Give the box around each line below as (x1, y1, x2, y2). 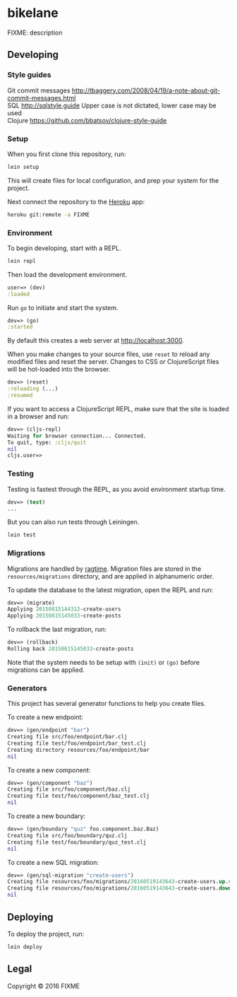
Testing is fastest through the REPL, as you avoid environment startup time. (7, 485, 226, 493)
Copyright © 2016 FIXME (7, 981, 80, 990)
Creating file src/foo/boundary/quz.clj (7, 832, 128, 839)
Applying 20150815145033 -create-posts (7, 613, 121, 620)
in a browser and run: (7, 412, 69, 420)
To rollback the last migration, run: (7, 625, 107, 634)
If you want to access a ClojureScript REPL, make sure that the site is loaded (7, 404, 229, 413)
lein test (7, 531, 37, 538)
